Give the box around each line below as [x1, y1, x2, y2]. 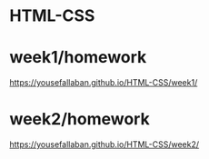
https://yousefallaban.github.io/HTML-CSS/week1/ [9, 77, 198, 88]
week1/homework [9, 47, 147, 68]
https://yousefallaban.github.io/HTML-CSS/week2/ [9, 139, 200, 150]
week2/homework [9, 109, 150, 130]
